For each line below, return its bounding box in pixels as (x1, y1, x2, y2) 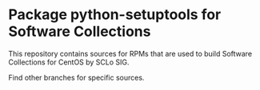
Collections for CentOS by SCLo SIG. (8, 57, 130, 67)
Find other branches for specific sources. (8, 72, 145, 82)
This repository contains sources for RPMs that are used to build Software (8, 49, 253, 58)
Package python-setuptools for (8, 6, 222, 24)
